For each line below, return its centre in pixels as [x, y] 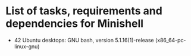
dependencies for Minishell [75, 24]
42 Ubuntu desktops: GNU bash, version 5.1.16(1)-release [84, 40]
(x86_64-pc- [170, 40]
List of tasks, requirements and [84, 11]
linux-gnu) [27, 46]
